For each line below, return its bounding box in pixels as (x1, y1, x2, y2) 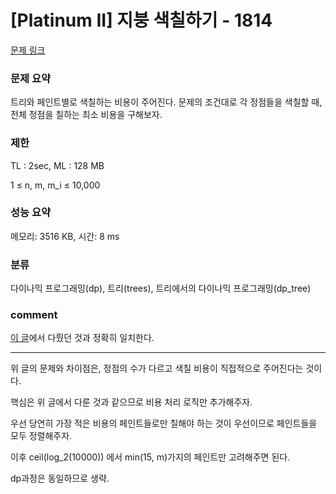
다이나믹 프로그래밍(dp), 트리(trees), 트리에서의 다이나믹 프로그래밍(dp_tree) (10, 282, 312, 295)
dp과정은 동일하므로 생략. (10, 472, 110, 485)
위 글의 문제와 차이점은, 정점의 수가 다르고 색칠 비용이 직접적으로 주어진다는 (10, 362, 304, 375)
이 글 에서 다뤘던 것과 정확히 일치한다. (10, 332, 155, 344)
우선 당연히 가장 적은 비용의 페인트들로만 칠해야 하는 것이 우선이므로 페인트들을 (10, 417, 318, 430)
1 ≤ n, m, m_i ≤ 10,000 (10, 179, 101, 191)
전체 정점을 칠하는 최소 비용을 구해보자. (10, 109, 163, 121)
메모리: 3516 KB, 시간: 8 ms (10, 230, 120, 242)
